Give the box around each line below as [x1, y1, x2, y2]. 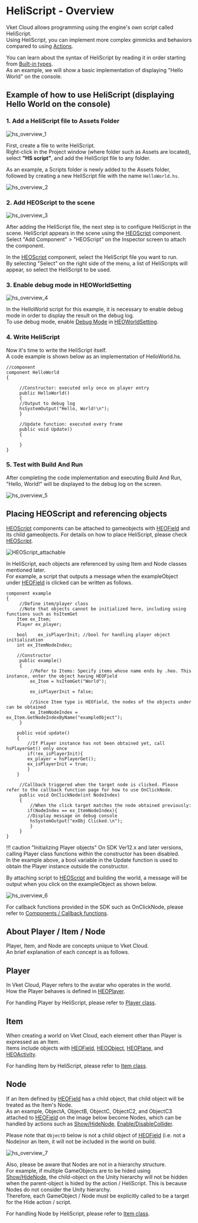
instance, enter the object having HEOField [6, 673, 118, 679]
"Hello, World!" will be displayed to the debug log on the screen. [6, 480, 163, 487]
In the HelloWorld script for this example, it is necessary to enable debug [6, 306, 183, 313]
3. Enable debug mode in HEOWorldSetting [6, 281, 132, 289]
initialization [6, 637, 44, 643]
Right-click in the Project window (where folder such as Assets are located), [6, 148, 191, 155]
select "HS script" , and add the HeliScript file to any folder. [6, 154, 151, 161]
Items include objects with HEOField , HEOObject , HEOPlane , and [6, 1044, 164, 1052]
